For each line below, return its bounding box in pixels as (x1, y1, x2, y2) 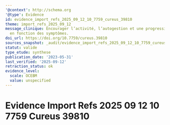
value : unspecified (10, 78, 51, 83)
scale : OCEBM (10, 73, 37, 78)
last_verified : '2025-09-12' (5, 59, 67, 64)
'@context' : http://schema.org (5, 7, 71, 13)
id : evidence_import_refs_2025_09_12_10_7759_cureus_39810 (5, 17, 133, 22)
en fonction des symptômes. (10, 31, 69, 36)
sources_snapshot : (5, 40, 44, 46)
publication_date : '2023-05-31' (5, 54, 73, 60)
